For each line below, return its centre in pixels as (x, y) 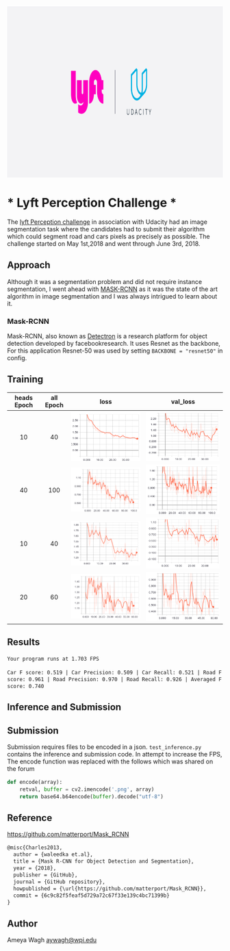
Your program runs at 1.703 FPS (53, 659)
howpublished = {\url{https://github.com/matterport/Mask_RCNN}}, (110, 889)
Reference (30, 818)
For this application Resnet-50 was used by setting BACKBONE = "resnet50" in (115, 351)
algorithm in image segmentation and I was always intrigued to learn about (112, 296)
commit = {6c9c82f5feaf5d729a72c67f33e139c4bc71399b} (91, 896)
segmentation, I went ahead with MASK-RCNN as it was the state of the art (112, 289)
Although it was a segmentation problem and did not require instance (105, 281)
